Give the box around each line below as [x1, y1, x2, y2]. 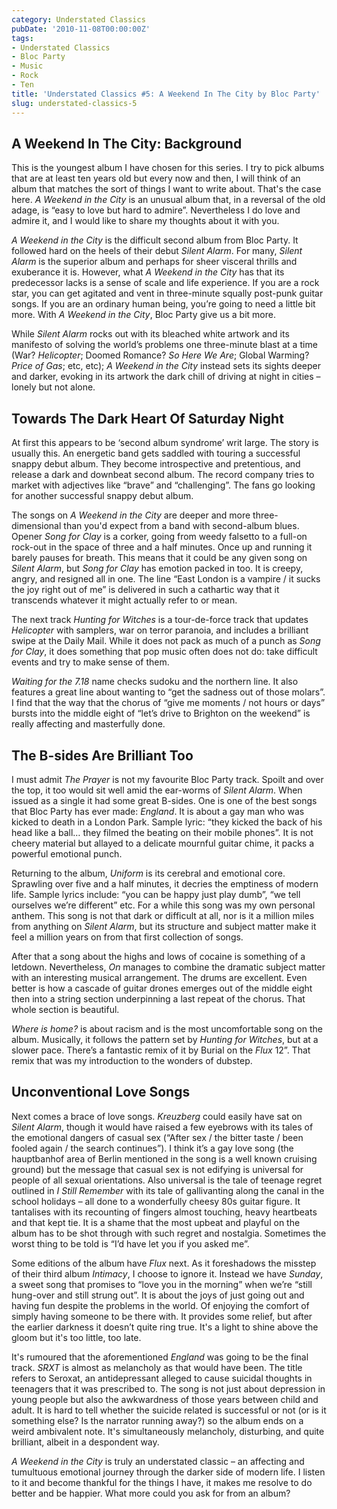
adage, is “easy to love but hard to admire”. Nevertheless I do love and [11, 204, 301, 216]
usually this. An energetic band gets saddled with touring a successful [11, 447, 301, 460]
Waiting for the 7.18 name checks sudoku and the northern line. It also [11, 676, 299, 688]
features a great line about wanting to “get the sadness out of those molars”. [11, 686, 326, 698]
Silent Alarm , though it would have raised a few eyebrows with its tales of [11, 1121, 314, 1133]
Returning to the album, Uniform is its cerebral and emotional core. [11, 867, 286, 879]
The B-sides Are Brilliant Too [11, 747, 194, 764]
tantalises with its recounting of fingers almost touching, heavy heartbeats [11, 1206, 318, 1218]
